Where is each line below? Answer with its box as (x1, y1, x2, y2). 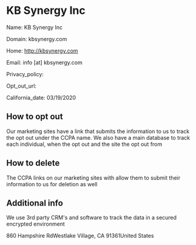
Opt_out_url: (6, 82, 37, 90)
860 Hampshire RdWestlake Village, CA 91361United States (6, 232, 154, 240)
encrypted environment (6, 220, 65, 227)
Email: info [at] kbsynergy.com (6, 59, 83, 66)
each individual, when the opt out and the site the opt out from (6, 140, 163, 148)
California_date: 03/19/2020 (6, 94, 76, 101)
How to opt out (6, 111, 63, 122)
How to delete (6, 158, 60, 168)
